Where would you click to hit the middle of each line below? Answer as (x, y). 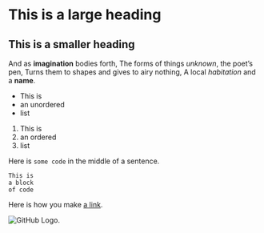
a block (21, 183)
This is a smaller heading (72, 44)
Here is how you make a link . (56, 205)
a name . (22, 80)
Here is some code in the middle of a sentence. (84, 161)
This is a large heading (85, 15)
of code (21, 190)
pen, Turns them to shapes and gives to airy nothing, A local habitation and (132, 72)
